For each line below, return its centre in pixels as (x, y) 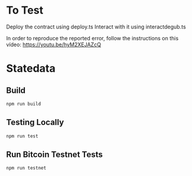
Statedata (31, 68)
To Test (25, 10)
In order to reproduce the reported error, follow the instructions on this (92, 38)
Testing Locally (35, 122)
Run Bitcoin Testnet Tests (54, 154)
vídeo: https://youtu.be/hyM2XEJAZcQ (53, 44)
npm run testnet (26, 168)
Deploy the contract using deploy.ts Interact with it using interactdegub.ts (96, 27)
